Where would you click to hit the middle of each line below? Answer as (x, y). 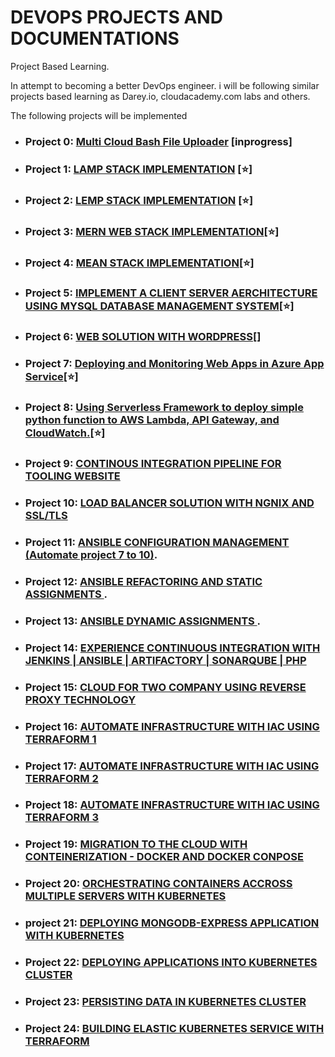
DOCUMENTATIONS (95, 38)
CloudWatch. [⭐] (65, 433)
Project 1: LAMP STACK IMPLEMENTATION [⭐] (138, 169)
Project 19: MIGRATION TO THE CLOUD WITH (136, 844)
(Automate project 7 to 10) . (91, 554)
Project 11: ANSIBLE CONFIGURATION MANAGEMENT (157, 542)
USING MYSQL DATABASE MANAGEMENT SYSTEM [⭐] (159, 306)
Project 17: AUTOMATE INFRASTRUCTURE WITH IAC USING (172, 766)
